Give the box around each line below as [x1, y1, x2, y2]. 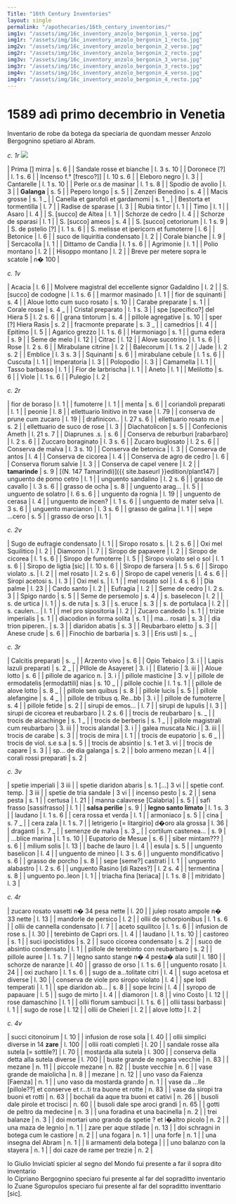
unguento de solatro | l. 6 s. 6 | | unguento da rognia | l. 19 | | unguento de [7, 490, 221, 498]
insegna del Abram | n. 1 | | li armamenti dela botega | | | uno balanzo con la [7, 1139, 226, 1147]
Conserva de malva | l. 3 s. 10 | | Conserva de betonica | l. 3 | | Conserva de [7, 445, 227, 453]
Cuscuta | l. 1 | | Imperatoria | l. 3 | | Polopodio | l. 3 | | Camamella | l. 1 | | [7, 358, 216, 366]
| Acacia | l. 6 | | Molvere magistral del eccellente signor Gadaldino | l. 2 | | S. [7, 283, 229, 291]
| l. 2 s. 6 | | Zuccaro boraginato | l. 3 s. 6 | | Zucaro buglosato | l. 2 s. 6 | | [7, 437, 220, 446]
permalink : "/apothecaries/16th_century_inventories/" [7, 23, 171, 30]
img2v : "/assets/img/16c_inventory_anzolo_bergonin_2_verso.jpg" [7, 43, 202, 50]
